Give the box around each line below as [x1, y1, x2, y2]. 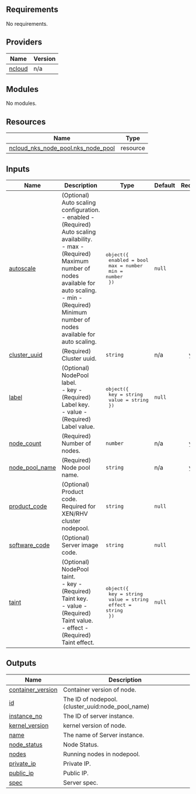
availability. [61, 235, 93, 244]
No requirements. [6, 20, 48, 27]
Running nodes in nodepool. [63, 749, 140, 758]
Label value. [61, 423, 95, 431]
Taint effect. [61, 638, 94, 646]
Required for [61, 502, 96, 511]
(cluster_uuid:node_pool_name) [63, 702, 150, 710]
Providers [6, 37, 43, 47]
